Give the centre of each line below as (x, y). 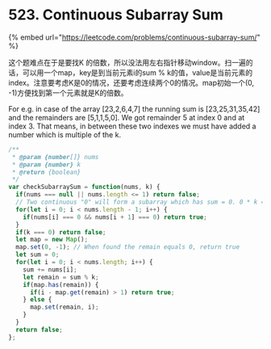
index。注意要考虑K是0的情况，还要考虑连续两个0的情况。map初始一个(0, (131, 82)
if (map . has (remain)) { (61, 284)
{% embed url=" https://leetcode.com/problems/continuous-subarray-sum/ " (134, 37)
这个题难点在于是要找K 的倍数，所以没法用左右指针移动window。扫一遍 (127, 62)
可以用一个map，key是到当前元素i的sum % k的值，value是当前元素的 (137, 72)
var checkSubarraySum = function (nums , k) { (84, 187)
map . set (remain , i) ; (64, 307)
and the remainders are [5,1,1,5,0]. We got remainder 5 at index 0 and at (127, 117)
